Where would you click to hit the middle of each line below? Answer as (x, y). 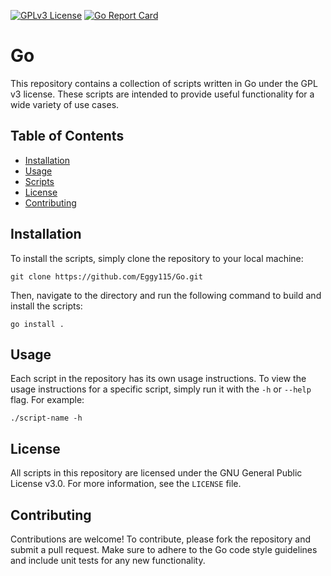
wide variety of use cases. (65, 104)
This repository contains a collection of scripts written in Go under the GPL (164, 83)
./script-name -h (46, 418)
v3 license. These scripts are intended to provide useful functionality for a (162, 94)
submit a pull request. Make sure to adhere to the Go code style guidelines (164, 549)
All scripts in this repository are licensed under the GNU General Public (156, 473)
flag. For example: (47, 400)
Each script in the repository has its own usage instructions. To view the (158, 379)
